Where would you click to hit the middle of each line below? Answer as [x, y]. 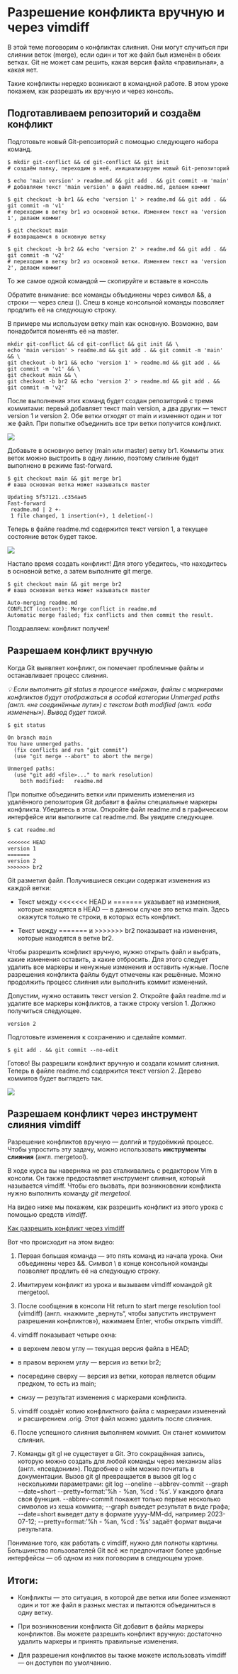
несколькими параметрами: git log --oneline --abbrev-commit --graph [123, 1484]
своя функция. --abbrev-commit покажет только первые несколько [119, 1499]
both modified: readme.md [61, 781]
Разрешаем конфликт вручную [80, 651]
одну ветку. [35, 1613]
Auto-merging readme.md [42, 603]
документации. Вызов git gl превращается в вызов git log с [107, 1477]
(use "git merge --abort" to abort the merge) [84, 756]
